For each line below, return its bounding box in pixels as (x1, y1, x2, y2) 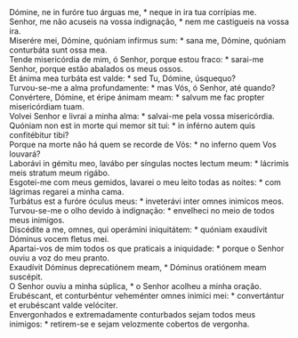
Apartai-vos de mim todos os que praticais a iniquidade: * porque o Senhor (9, 243, 285, 253)
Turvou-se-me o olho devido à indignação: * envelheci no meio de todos (9, 205, 275, 215)
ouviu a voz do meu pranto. (9, 253, 109, 263)
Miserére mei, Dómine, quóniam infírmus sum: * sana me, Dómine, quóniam (9, 36, 286, 45)
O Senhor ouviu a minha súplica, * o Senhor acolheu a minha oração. (9, 281, 262, 291)
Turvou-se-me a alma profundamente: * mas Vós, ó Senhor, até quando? (9, 83, 276, 93)
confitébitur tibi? (9, 130, 69, 140)
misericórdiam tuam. (9, 101, 85, 112)
